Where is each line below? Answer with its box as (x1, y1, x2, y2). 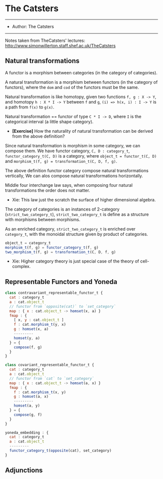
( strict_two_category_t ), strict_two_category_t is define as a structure (5, 211, 149, 217)
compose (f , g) (14, 345, 42, 350)
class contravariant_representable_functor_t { (5, 290, 103, 296)
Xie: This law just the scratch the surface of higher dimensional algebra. (12, 196, 156, 202)
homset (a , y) (14, 403, 40, 408)
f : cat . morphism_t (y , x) (14, 322, 66, 327)
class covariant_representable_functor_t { (5, 363, 95, 368)
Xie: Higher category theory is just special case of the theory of (12, 258, 139, 264)
